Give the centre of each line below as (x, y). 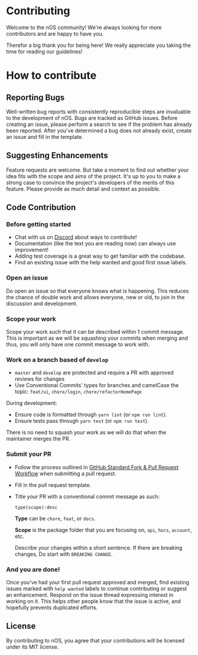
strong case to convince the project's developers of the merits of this (90, 182)
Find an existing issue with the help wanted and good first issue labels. (101, 262)
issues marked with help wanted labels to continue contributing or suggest (97, 588)
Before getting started (38, 224)
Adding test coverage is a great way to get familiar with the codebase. (100, 256)
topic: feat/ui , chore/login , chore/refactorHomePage (78, 392)
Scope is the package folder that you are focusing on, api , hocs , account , (103, 530)
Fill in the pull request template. (53, 485)
